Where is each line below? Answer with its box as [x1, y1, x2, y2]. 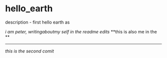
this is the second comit [5, 48, 54, 54]
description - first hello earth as [5, 19, 70, 25]
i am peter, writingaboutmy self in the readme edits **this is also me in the [5, 29, 158, 34]
